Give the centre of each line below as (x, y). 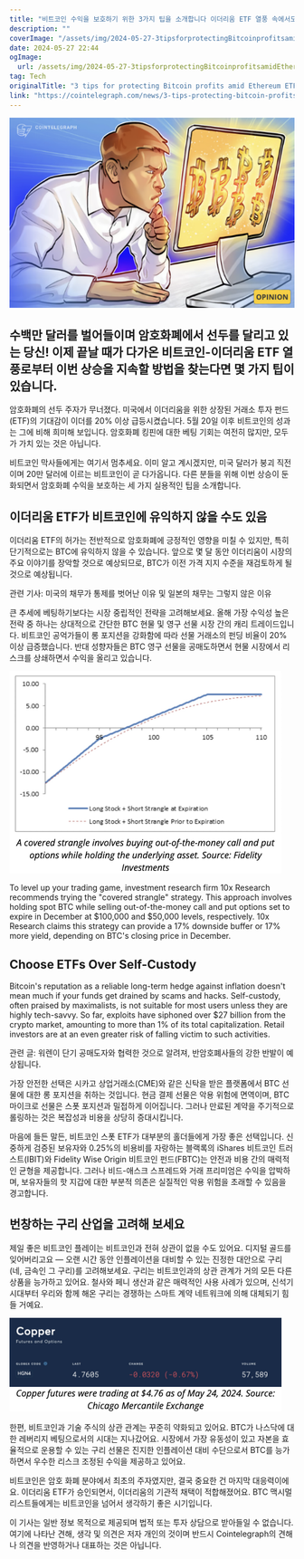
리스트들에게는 (35, 1503)
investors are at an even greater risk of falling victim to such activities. (140, 1034)
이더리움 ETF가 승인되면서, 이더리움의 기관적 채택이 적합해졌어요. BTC (145, 1492)
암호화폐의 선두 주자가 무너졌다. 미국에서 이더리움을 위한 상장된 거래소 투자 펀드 (149, 410)
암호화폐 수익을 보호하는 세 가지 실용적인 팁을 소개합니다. (141, 485)
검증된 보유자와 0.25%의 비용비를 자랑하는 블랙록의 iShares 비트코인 (155, 1148)
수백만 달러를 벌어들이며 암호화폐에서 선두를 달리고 (142, 335)
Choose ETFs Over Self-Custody (103, 964)
